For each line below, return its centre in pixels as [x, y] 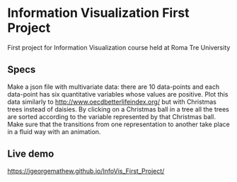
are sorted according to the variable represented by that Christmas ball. [111, 116]
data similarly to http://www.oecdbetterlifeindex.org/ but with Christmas [112, 102]
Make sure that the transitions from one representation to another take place [118, 124]
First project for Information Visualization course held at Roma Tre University [119, 47]
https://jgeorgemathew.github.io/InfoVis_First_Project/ [86, 171]
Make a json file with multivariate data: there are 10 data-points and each [114, 87]
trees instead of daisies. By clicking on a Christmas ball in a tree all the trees [118, 109]
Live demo [31, 154]
